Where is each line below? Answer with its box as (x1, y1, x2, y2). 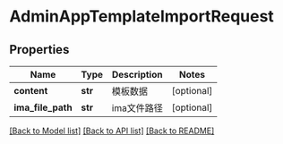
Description (111, 69, 163, 80)
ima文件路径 (111, 102, 163, 114)
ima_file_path (13, 101, 73, 114)
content (13, 85, 48, 97)
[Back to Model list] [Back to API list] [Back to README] (9, 125, 215, 136)
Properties (9, 42, 70, 57)
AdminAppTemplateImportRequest (9, 6, 275, 27)
